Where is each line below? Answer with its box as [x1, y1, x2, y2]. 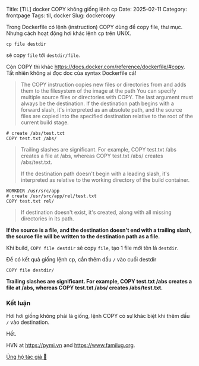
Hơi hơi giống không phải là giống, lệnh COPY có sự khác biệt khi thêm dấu [6, 313, 190, 320]
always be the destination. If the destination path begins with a [20, 100, 174, 107]
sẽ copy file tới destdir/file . [6, 52, 80, 59]
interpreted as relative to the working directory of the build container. [20, 176, 190, 184]
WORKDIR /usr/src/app [6, 188, 60, 194]
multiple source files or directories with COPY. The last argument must [20, 94, 194, 100]
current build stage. [20, 119, 70, 126]
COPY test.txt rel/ [6, 198, 55, 204]
